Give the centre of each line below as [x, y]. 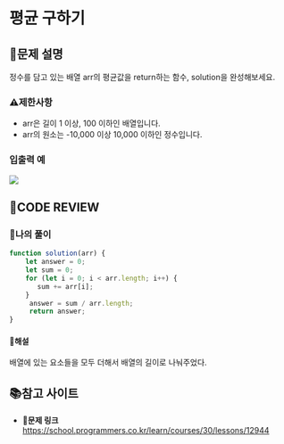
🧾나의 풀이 [30, 234]
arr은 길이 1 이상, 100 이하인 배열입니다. [91, 123]
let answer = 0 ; [56, 262]
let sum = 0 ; [50, 270]
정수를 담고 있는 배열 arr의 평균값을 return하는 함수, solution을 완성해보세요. [142, 77]
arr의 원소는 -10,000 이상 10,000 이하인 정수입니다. [112, 135]
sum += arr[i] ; [65, 286]
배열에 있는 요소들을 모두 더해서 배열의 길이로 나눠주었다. [108, 363]
